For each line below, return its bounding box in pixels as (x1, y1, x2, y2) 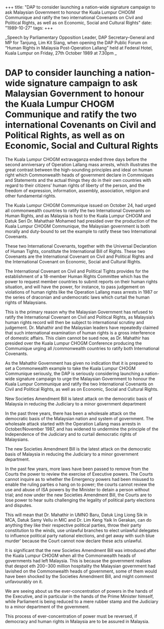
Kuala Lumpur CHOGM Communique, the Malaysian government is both (5, 223, 150, 229)
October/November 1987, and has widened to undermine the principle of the (5, 426, 159, 432)
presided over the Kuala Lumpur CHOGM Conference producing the (5, 340, 142, 346)
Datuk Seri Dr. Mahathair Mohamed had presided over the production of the (5, 218, 158, 224)
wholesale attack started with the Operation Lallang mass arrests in (5, 421, 141, 427)
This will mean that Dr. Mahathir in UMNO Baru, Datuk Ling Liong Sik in (5, 512, 148, 518)
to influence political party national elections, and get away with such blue (5, 532, 155, 538)
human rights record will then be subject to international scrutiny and (5, 319, 144, 325)
